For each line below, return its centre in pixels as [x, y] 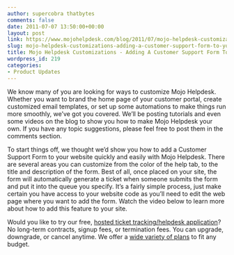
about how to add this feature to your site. [67, 208]
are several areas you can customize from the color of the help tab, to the [112, 164]
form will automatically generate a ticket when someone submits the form [112, 179]
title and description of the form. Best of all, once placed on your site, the [112, 172]
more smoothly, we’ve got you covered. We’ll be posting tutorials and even [114, 114]
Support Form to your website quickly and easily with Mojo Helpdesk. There [116, 156]
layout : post [26, 33]
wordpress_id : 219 [34, 59]
